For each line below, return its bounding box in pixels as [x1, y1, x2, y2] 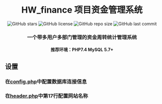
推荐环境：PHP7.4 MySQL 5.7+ [50, 47, 114, 52]
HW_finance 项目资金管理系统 [21, 4, 143, 16]
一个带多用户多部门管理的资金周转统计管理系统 [27, 34, 137, 40]
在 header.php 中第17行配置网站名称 [5, 92, 88, 99]
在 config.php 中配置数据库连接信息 [5, 78, 87, 85]
